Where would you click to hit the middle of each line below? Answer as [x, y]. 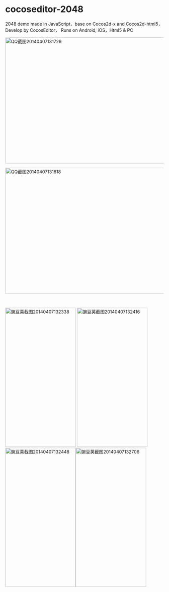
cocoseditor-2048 [45, 9]
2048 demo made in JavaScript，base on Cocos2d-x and [65, 24]
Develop [14, 30]
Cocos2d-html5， [144, 24]
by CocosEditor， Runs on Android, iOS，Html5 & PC [78, 30]
